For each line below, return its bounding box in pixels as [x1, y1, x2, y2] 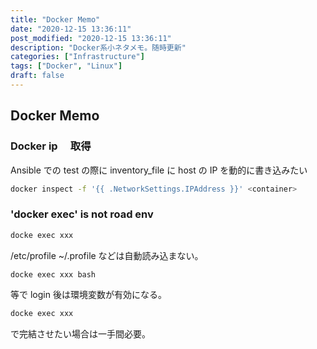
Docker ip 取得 [10, 139, 92, 153]
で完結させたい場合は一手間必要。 [10, 328, 151, 340]
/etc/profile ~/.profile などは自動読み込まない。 [10, 249, 204, 261]
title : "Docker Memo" [10, 14, 101, 25]
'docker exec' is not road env [10, 207, 154, 221]
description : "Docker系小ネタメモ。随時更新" [10, 42, 187, 53]
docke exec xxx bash [10, 269, 97, 280]
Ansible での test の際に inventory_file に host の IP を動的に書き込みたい [10, 164, 308, 176]
